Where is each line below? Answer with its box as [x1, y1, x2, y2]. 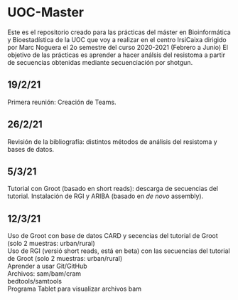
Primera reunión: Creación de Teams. [7, 98, 117, 106]
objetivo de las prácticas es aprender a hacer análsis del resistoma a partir [7, 51, 226, 59]
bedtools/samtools [7, 277, 63, 286]
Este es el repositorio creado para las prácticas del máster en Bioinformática [7, 28, 231, 36]
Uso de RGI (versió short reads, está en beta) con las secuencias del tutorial [7, 247, 230, 255]
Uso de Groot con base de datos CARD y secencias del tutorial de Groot [7, 232, 218, 240]
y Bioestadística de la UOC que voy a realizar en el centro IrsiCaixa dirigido [7, 35, 227, 43]
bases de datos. [7, 145, 55, 153]
